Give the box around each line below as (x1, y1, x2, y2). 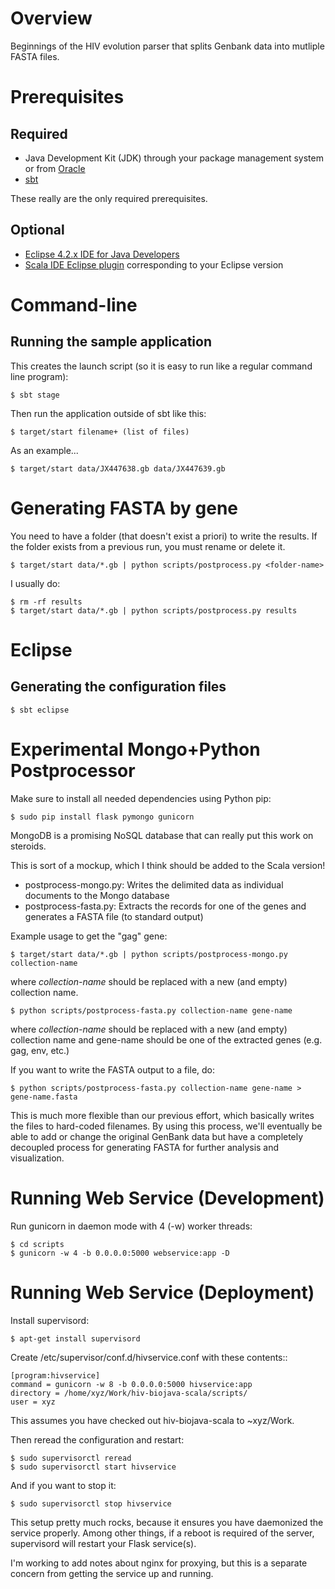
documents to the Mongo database (24, 889, 170, 901)
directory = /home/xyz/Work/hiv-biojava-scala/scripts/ (10, 1388, 248, 1398)
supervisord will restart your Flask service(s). (10, 1537, 197, 1549)
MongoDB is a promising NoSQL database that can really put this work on (10, 829, 314, 841)
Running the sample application (10, 333, 212, 351)
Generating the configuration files (10, 678, 227, 696)
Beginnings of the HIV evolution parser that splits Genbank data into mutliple (10, 40, 325, 52)
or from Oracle (24, 162, 86, 174)
